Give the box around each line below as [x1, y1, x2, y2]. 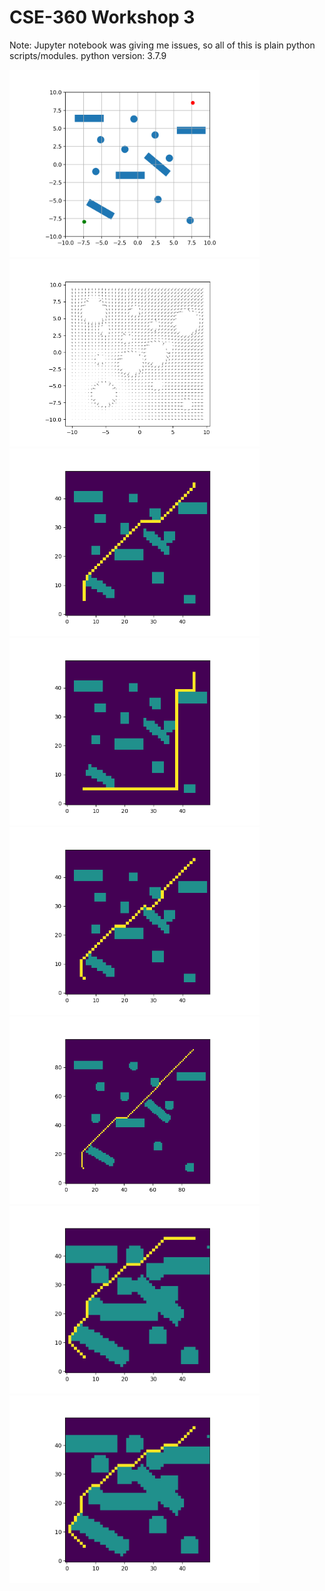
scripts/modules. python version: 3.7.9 [9, 49, 167, 61]
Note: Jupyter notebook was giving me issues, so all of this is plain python [9, 39, 316, 51]
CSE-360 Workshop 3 [9, 6, 196, 29]
